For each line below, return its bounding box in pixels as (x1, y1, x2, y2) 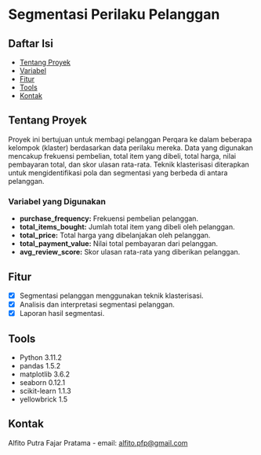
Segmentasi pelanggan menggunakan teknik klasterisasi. (19, 291, 204, 300)
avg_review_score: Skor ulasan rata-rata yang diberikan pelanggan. (19, 248, 241, 257)
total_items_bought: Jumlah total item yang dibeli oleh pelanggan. (19, 222, 235, 232)
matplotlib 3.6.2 (19, 369, 71, 379)
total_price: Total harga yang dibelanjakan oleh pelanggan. (19, 230, 211, 240)
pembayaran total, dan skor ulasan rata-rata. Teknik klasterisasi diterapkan (8, 160, 249, 169)
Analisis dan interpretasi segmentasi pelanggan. (19, 299, 175, 309)
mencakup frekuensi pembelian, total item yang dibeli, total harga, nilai (8, 151, 237, 160)
